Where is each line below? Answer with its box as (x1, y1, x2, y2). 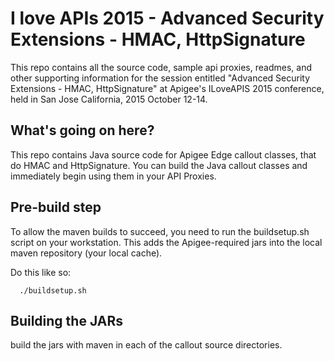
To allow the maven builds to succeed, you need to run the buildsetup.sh (10, 225, 310, 237)
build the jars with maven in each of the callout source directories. (10, 339, 283, 351)
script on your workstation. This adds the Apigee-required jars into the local (10, 236, 323, 248)
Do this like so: (10, 266, 72, 278)
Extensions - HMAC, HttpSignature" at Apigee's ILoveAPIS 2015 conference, (10, 82, 325, 94)
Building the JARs (10, 312, 123, 329)
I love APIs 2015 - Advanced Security (10, 7, 325, 30)
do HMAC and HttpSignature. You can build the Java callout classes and (10, 159, 308, 171)
